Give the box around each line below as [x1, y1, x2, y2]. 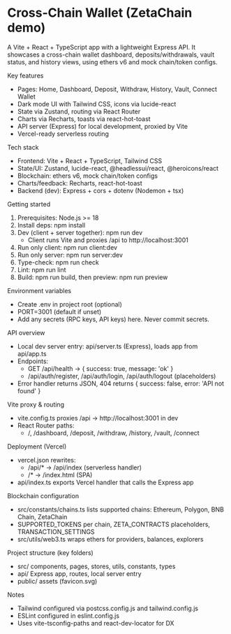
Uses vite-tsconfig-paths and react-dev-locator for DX [17, 619, 174, 627]
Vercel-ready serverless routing [17, 129, 110, 138]
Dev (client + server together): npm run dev [17, 228, 143, 237]
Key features [7, 71, 44, 80]
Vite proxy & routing [7, 400, 65, 409]
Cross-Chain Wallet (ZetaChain [7, 5, 193, 21]
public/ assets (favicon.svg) [17, 577, 98, 585]
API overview [7, 328, 45, 337]
